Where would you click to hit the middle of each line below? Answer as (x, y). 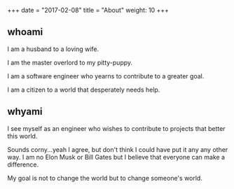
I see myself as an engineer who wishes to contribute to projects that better (116, 128)
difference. (23, 164)
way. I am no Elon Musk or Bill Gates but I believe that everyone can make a (116, 157)
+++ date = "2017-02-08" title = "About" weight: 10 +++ (88, 10)
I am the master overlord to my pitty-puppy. (70, 62)
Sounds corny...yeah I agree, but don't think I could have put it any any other (118, 149)
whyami (25, 112)
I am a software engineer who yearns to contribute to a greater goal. (106, 76)
